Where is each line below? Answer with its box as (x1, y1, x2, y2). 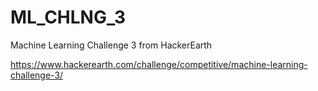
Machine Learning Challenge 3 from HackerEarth (10, 39, 213, 51)
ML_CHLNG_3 (10, 6, 127, 29)
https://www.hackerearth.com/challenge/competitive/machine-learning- (10, 58, 308, 70)
